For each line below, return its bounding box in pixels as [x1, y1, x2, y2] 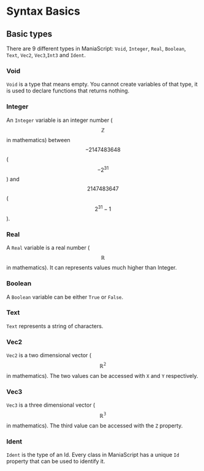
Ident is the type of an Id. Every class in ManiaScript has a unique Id [6, 451, 179, 458]
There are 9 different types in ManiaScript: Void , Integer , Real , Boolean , [6, 45, 186, 52]
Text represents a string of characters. [6, 322, 104, 330]
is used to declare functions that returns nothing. [6, 87, 130, 94]
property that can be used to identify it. [6, 458, 105, 465]
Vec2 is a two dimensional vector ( [6, 352, 92, 359]
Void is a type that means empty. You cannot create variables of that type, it [6, 81, 198, 88]
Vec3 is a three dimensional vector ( [6, 401, 96, 409]
